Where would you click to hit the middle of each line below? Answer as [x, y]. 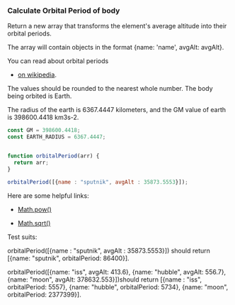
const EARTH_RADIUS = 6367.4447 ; [57, 137]
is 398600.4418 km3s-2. [43, 117]
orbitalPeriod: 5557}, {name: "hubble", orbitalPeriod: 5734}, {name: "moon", [118, 287]
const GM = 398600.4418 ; [44, 131]
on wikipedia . [37, 75]
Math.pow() [34, 209]
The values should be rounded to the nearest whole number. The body [110, 89]
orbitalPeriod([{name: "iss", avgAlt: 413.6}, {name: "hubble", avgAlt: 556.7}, [117, 272]
